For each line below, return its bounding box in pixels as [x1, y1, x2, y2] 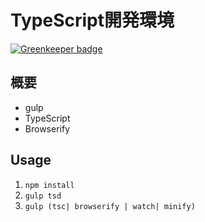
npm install [24, 180, 75, 190]
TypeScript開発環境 [10, 9, 175, 32]
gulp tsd [24, 191, 62, 201]
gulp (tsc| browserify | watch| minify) [24, 201, 196, 211]
